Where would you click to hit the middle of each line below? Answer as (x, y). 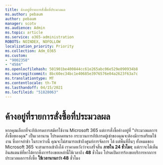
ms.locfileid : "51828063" (32, 92)
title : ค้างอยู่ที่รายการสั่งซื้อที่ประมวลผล (35, 10)
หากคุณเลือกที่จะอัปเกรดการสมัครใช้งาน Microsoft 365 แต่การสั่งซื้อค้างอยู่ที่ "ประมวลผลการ (81, 131)
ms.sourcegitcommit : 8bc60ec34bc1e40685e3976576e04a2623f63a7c (72, 74)
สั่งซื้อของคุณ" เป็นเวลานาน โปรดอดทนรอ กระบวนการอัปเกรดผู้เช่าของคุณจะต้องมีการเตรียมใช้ (81, 136)
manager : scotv (21, 23)
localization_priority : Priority (40, 46)
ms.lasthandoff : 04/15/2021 (34, 87)
